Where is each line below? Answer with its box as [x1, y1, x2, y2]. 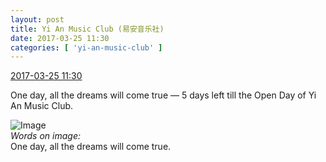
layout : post [10, 14, 65, 25]
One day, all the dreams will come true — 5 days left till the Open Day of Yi [10, 89, 317, 101]
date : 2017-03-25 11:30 [10, 33, 110, 43]
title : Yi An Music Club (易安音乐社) [10, 24, 165, 34]
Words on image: [10, 130, 81, 142]
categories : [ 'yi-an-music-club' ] [10, 42, 163, 53]
